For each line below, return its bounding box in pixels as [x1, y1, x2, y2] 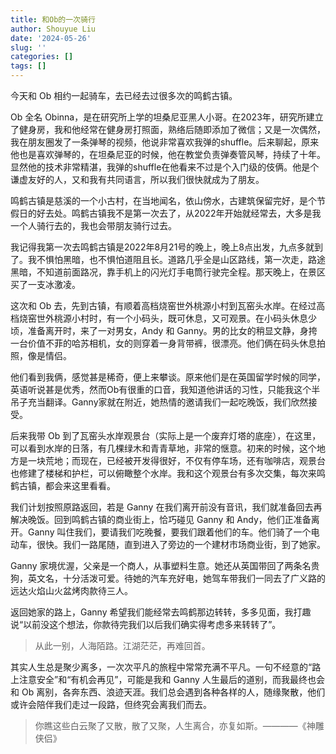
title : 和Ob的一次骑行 [10, 14, 96, 25]
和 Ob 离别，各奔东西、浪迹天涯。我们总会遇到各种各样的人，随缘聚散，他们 [10, 686, 326, 698]
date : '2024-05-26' [10, 33, 92, 43]
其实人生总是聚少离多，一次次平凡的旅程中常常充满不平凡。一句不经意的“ [10, 661, 313, 673]
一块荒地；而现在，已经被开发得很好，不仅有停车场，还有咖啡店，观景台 [27, 455, 326, 466]
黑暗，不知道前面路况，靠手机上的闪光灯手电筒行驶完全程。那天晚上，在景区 [10, 266, 326, 278]
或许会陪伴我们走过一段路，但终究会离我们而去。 [10, 699, 212, 710]
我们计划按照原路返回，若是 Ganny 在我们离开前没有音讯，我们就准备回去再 [10, 501, 323, 513]
